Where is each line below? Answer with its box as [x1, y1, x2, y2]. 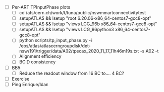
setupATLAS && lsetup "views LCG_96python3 [19, 27, 114, 33]
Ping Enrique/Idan [11, 81, 49, 87]
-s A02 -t [140, 48, 159, 54]
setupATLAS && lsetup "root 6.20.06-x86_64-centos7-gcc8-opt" [19, 15, 152, 21]
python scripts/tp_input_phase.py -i [19, 37, 92, 44]
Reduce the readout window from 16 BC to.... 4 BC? [19, 70, 124, 76]
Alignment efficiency [19, 53, 61, 59]
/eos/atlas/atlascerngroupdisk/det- [19, 43, 91, 49]
